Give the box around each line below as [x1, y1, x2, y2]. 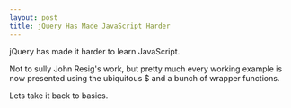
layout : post [9, 12, 58, 22]
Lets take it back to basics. [9, 90, 109, 101]
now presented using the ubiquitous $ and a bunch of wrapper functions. [9, 72, 280, 83]
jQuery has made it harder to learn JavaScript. [9, 46, 181, 56]
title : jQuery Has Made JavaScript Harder [9, 21, 171, 30]
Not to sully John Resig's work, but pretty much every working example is [9, 63, 283, 74]
